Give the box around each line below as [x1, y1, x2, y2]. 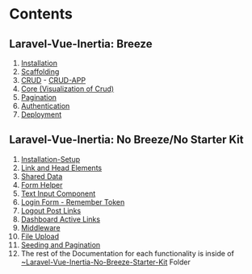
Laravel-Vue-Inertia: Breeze [9, 37, 153, 51]
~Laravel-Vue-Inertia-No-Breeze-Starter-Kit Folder [20, 257, 191, 267]
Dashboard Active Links [20, 214, 100, 224]
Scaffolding [20, 67, 60, 77]
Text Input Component [20, 189, 96, 198]
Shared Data [20, 171, 63, 181]
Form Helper [20, 180, 63, 189]
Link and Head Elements [20, 163, 103, 172]
